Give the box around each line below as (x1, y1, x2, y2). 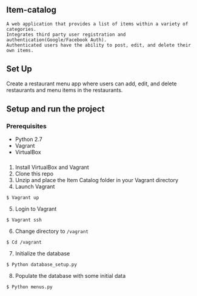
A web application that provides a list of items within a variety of (6, 21, 189, 27)
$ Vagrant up (6, 195, 39, 201)
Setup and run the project (6, 104, 105, 114)
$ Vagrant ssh (6, 217, 42, 223)
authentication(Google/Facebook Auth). (6, 36, 107, 43)
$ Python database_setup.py (6, 261, 78, 268)
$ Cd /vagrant (6, 239, 42, 246)
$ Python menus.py (6, 284, 53, 290)
